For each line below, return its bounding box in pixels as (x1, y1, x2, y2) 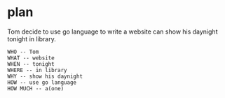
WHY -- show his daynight (7, 73, 83, 80)
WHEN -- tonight (7, 60, 55, 67)
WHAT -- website (7, 54, 55, 62)
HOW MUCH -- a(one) (7, 85, 64, 92)
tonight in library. (7, 34, 56, 43)
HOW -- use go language (7, 78, 77, 86)
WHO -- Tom (7, 48, 39, 55)
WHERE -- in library (7, 66, 68, 73)
